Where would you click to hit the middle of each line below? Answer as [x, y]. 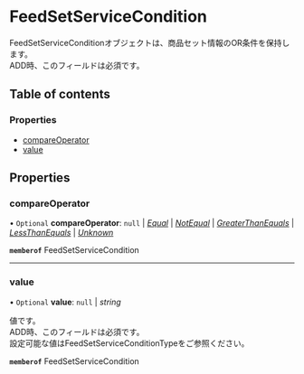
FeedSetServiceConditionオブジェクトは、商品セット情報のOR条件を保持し [150, 42]
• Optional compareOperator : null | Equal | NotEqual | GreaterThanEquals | [152, 223]
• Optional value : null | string [66, 302]
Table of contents [60, 94]
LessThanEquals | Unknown [62, 233]
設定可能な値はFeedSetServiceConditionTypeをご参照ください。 [129, 343]
